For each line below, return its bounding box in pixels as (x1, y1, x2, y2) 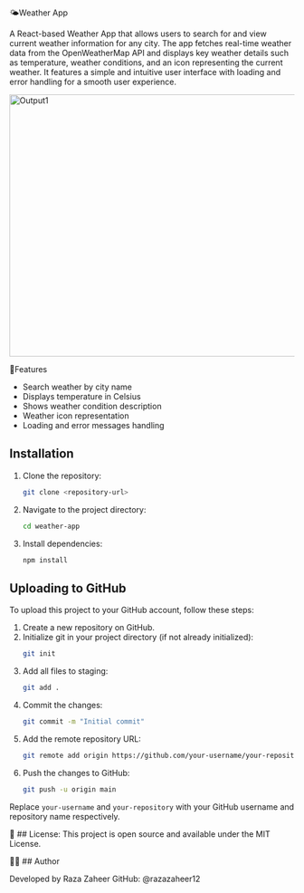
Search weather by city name (22, 381, 133, 392)
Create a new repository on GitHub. (22, 622, 156, 633)
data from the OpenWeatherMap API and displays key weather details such (9, 48, 290, 58)
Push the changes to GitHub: (22, 767, 130, 778)
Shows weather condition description (22, 401, 162, 411)
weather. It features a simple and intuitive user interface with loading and (9, 67, 281, 77)
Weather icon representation (22, 410, 129, 421)
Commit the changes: (22, 700, 103, 710)
